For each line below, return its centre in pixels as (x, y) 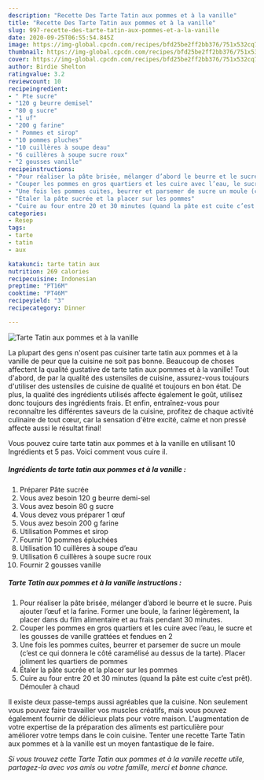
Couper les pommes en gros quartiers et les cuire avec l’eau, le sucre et (136, 628)
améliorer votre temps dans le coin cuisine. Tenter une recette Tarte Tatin (127, 735)
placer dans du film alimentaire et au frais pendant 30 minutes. (121, 619)
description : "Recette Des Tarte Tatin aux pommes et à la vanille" (123, 15)
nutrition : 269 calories (49, 271)
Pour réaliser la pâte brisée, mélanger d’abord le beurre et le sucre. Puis (136, 603)
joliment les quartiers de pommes (73, 661)
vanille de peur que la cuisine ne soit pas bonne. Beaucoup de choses (121, 361)
